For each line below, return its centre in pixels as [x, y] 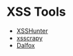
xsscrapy [29, 38]
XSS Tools [36, 12]
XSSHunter [32, 31]
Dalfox [25, 45]
